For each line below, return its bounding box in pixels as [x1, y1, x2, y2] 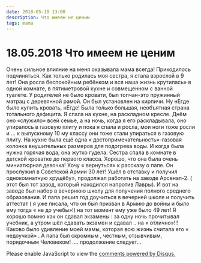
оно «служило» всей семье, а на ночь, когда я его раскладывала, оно [6, 117, 187, 124]
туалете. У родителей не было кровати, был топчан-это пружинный [6, 91, 180, 99]
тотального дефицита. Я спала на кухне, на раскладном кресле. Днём [6, 111, 187, 118]
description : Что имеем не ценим [6, 14, 90, 20]
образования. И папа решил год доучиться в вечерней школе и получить [6, 194, 195, 201]
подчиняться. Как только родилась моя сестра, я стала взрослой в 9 [6, 72, 184, 79]
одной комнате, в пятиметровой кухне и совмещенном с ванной [6, 85, 173, 92]
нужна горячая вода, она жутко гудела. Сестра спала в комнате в [6, 149, 176, 156]
